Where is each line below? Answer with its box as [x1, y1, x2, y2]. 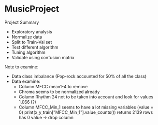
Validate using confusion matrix [11, 54, 74, 60]
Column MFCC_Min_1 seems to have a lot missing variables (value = [18, 104, 154, 110]
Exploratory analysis [11, 29, 52, 34]
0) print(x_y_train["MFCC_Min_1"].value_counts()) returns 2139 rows [18, 109, 153, 115]
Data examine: [11, 78, 41, 84]
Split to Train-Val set [11, 39, 52, 45]
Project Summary [4, 19, 39, 25]
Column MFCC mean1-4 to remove [18, 83, 88, 89]
